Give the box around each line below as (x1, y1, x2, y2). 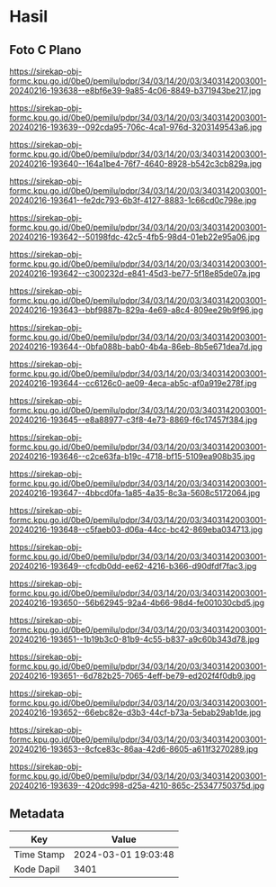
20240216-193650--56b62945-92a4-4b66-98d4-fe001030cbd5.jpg (9, 597, 265, 608)
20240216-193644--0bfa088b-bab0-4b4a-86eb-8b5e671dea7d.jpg (9, 341, 263, 352)
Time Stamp (13, 848, 66, 861)
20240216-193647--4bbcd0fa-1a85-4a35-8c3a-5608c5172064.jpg (9, 488, 261, 498)
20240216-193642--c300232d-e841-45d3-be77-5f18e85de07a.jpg (9, 268, 261, 278)
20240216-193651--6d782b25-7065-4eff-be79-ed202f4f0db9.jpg (9, 671, 256, 681)
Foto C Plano (9, 42, 82, 58)
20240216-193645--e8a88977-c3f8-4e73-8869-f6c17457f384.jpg (9, 414, 258, 425)
